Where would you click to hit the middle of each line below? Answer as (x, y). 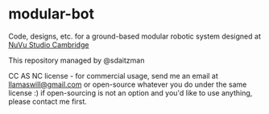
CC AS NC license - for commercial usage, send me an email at (114, 75)
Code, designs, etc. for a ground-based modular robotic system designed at (135, 36)
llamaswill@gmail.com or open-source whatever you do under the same (128, 84)
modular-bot (52, 14)
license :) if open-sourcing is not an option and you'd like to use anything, (130, 92)
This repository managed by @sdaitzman (77, 60)
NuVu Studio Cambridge (49, 44)
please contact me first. (48, 101)
